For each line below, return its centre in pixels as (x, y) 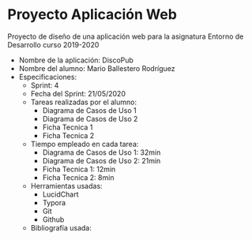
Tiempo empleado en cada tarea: (85, 144)
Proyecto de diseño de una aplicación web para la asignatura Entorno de (126, 36)
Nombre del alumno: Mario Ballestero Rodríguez (97, 68)
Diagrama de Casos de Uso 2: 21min (102, 160)
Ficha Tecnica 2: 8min (78, 177)
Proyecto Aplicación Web (92, 15)
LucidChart (60, 194)
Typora (54, 202)
